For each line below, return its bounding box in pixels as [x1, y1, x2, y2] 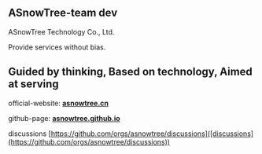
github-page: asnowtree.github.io [8, 113, 120, 123]
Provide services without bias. [8, 42, 106, 52]
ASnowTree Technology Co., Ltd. [8, 27, 115, 36]
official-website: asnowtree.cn [8, 98, 109, 108]
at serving [8, 78, 59, 91]
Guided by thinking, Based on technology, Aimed [8, 65, 253, 79]
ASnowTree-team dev [8, 6, 118, 20]
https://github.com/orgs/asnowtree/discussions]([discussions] [50, 129, 254, 138]
